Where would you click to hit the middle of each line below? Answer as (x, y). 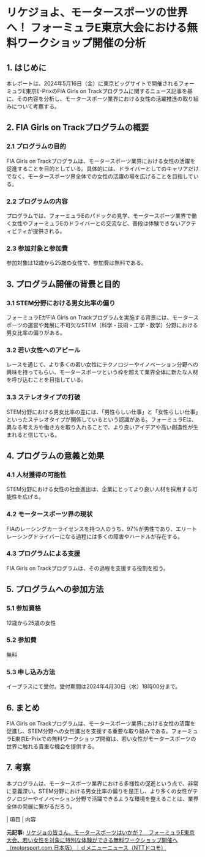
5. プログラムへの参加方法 (55, 589)
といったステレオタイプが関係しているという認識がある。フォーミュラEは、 (102, 419)
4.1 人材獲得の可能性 (36, 475)
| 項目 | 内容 (21, 819)
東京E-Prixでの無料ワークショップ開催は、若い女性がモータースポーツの (106, 738)
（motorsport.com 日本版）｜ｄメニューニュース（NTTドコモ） (86, 847)
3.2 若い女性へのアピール (43, 350)
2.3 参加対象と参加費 (37, 248)
